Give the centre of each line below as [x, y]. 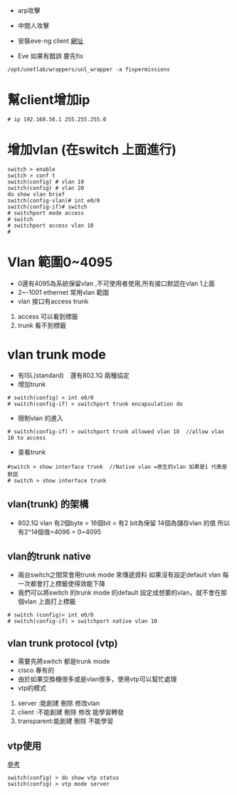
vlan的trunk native [49, 556]
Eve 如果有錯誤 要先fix [51, 56]
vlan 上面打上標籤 [50, 602]
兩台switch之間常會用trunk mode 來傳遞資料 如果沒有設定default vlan [119, 575]
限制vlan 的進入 [41, 418]
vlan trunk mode [57, 355]
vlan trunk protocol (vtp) [63, 643]
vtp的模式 [32, 688]
